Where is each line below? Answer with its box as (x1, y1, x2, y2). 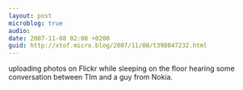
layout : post (8, 11, 52, 20)
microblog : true (8, 19, 63, 27)
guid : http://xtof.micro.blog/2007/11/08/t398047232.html (8, 42, 207, 50)
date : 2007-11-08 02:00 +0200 (8, 34, 111, 43)
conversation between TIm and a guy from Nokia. (8, 72, 174, 82)
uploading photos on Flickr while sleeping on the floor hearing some (8, 63, 236, 73)
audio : (8, 27, 31, 35)
